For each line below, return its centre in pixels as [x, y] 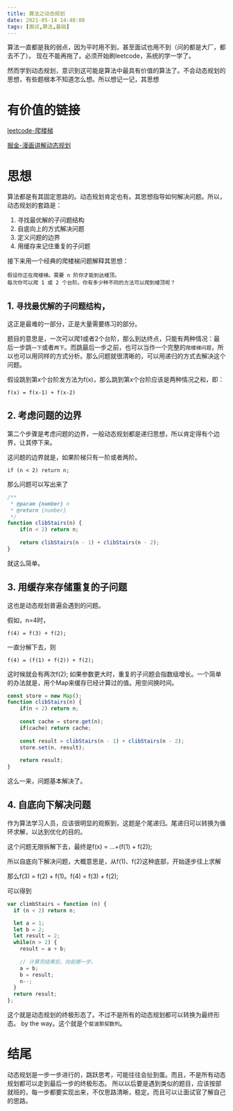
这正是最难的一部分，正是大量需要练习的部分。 [74, 324]
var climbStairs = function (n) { [57, 904]
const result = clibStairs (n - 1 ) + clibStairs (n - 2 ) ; [102, 741]
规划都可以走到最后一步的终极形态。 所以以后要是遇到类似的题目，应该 [108, 1083]
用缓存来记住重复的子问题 [54, 246]
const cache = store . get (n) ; [62, 722]
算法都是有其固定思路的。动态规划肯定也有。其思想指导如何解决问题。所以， [116, 197]
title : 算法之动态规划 [36, 14]
